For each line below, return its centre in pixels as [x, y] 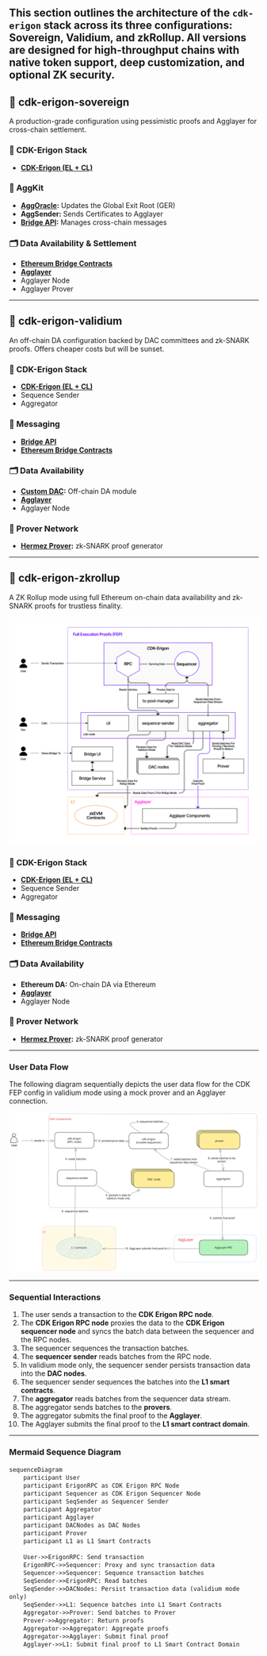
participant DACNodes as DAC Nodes [82, 1525]
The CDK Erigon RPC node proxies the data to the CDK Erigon [122, 1323]
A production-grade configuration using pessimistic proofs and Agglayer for [133, 121]
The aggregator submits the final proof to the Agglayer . [111, 1415]
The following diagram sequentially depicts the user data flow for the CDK [130, 1084]
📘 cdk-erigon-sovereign [69, 102]
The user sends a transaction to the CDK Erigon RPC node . [117, 1315]
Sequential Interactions [55, 1297]
